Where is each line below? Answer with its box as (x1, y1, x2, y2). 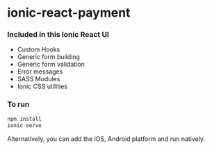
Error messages (17, 67, 63, 76)
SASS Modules (17, 75, 60, 83)
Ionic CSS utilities (17, 82, 68, 91)
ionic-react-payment (7, 5, 131, 21)
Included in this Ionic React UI (7, 30, 110, 40)
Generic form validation (17, 60, 85, 69)
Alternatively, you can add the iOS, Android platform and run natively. (7, 134, 206, 143)
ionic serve (7, 122, 42, 129)
